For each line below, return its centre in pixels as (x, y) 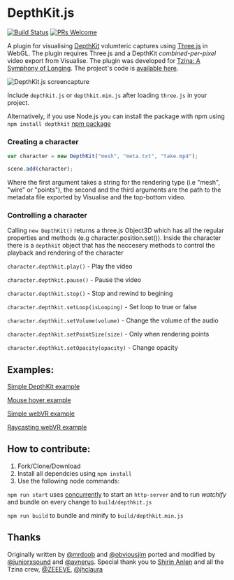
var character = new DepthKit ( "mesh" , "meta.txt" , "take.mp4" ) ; (103, 156)
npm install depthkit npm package (59, 123)
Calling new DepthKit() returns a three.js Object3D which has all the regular (116, 231)
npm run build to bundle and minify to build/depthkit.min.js (95, 515)
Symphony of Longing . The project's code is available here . (93, 68)
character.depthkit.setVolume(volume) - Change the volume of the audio (113, 320)
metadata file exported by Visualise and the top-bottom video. (97, 197)
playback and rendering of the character (65, 253)
